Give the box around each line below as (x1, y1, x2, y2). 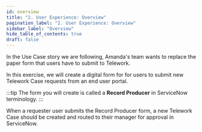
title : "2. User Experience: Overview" (6, 14, 107, 20)
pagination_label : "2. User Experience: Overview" (6, 20, 136, 26)
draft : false (6, 37, 39, 43)
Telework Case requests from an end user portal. (6, 77, 128, 85)
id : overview (6, 8, 39, 15)
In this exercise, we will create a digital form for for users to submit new (6, 71, 184, 78)
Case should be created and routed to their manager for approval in (6, 113, 174, 121)
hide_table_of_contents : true (6, 31, 83, 37)
